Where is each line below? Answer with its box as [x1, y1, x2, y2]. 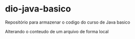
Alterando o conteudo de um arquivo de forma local [5, 28, 109, 34]
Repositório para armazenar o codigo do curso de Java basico [5, 19, 131, 25]
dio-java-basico [5, 3, 71, 14]
